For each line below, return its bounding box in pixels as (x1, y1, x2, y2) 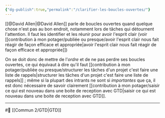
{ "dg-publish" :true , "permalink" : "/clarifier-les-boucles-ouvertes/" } (5, 7, 151, 12)
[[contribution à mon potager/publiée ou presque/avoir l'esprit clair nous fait (5, 36, 159, 42)
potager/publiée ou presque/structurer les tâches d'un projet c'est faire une (5, 67, 158, 73)
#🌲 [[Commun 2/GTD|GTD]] (5, 107, 61, 113)
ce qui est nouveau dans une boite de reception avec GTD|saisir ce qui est (5, 88, 156, 93)
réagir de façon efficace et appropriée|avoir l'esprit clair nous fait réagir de (5, 41, 157, 47)
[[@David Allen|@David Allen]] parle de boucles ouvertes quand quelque (5, 21, 153, 27)
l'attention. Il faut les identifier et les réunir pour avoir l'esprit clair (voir (5, 31, 147, 37)
